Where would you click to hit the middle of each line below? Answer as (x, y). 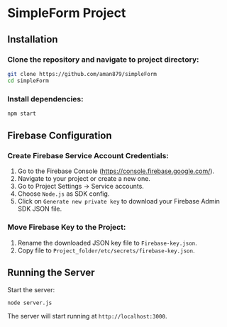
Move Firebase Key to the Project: (67, 227)
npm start (22, 113)
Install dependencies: (45, 99)
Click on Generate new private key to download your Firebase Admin (118, 201)
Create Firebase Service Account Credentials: (88, 156)
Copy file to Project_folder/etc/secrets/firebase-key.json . (106, 250)
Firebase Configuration (60, 136)
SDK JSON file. (40, 209)
